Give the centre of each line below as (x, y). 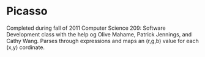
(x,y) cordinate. (25, 47)
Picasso (27, 11)
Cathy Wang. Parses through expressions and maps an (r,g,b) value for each (102, 41)
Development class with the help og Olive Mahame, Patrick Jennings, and (99, 34)
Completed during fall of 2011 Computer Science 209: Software (86, 28)
